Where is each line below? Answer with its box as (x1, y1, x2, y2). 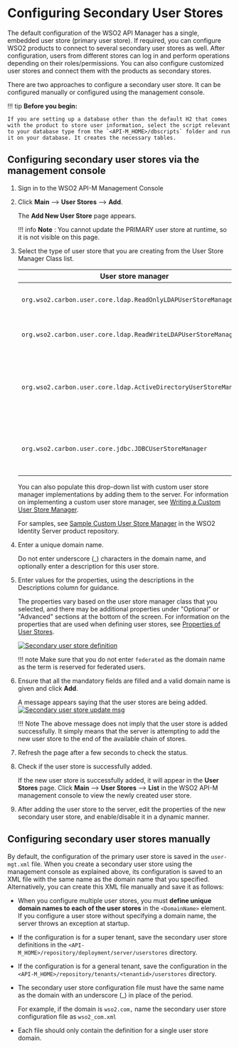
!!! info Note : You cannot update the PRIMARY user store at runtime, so (17, 225, 228, 233)
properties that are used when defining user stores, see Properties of (17, 619, 221, 629)
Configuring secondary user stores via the (7, 153, 200, 166)
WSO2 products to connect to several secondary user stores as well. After (7, 44, 225, 52)
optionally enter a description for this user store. (17, 561, 159, 570)
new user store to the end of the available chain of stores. (17, 734, 187, 743)
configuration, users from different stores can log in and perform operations (7, 51, 230, 60)
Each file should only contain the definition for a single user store (17, 1026, 208, 1034)
